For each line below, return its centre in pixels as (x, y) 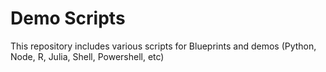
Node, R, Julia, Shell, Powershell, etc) (87, 56)
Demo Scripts (68, 18)
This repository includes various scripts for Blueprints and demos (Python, (163, 46)
